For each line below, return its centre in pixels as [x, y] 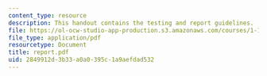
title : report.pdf [39, 52]
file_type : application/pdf [55, 38]
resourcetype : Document [48, 45]
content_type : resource [48, 15]
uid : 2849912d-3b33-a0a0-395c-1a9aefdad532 [81, 60]
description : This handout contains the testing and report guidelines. [131, 23]
